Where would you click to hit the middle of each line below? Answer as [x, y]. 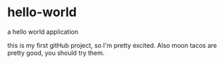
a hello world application [43, 32]
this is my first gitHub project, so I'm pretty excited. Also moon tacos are [112, 45]
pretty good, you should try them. [56, 53]
